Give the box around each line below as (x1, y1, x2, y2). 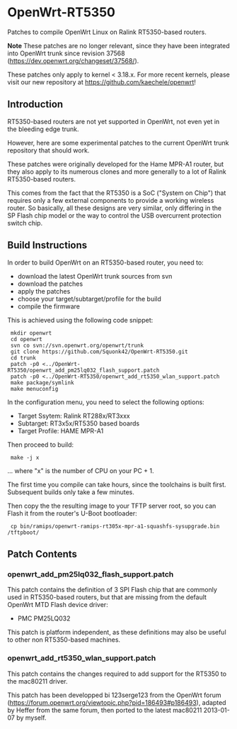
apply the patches (17, 286, 71, 295)
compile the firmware (17, 302, 80, 311)
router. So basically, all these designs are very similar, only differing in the (7, 204, 221, 212)
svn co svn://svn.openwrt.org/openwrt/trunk (10, 342, 144, 349)
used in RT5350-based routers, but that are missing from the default (7, 593, 207, 601)
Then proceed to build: (7, 440, 74, 449)
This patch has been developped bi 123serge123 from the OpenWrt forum (7, 691, 221, 699)
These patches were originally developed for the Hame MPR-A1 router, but (7, 160, 224, 168)
